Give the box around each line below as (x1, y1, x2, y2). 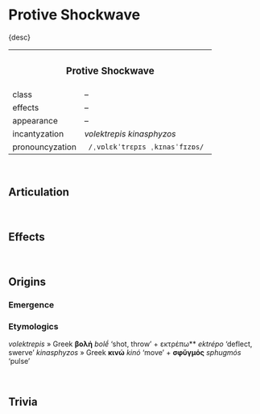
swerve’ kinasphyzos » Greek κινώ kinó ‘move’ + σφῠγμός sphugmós (8, 348, 241, 358)
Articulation (8, 186, 70, 199)
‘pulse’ (8, 357, 31, 366)
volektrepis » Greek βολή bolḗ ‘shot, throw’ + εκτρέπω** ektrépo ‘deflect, (8, 339, 253, 349)
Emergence (8, 299, 55, 310)
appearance (12, 115, 58, 126)
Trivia (8, 395, 38, 409)
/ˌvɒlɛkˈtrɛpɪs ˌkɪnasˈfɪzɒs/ (88, 142, 204, 151)
